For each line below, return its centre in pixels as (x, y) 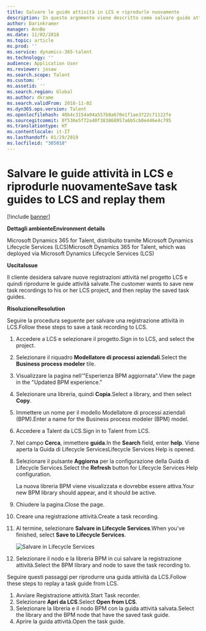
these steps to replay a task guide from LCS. (63, 583)
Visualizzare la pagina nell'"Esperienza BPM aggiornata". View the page (105, 375)
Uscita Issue (23, 265)
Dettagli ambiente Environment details (56, 228)
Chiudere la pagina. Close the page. (60, 504)
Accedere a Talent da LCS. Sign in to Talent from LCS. (83, 430)
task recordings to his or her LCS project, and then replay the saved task (98, 290)
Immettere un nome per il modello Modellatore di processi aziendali (101, 412)
